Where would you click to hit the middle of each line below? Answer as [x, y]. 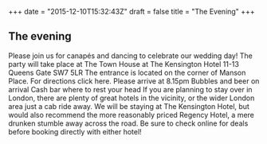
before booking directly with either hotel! [75, 131]
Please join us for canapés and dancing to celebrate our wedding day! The [130, 56]
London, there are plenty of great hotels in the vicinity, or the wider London [132, 98]
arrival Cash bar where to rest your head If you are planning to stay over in [130, 89]
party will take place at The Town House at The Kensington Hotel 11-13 [124, 64]
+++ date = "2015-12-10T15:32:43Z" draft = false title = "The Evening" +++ [132, 12]
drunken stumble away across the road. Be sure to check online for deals [128, 123]
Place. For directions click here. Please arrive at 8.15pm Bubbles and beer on [134, 81]
